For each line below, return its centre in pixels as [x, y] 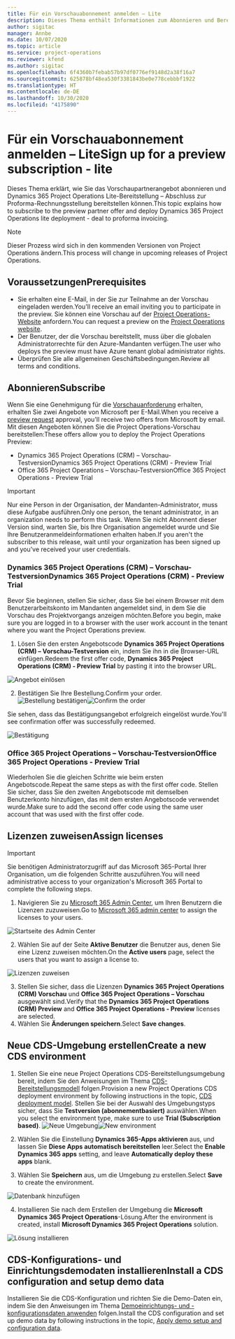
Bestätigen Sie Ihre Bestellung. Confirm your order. [90, 693]
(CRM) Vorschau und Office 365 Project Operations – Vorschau [111, 993]
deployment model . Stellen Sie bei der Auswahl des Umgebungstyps [116, 1103]
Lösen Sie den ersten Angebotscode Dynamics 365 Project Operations [121, 644]
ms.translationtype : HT [42, 85]
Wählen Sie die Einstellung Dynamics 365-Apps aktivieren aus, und [116, 1139]
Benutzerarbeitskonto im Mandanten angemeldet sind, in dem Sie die [107, 608]
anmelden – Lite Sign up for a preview [116, 154]
